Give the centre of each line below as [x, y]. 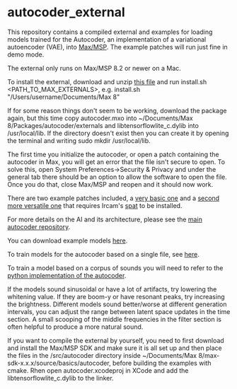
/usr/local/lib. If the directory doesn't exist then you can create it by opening [118, 133]
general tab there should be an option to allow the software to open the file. [117, 177]
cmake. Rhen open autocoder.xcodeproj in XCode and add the [98, 370]
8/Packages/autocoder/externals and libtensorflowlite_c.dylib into [103, 125]
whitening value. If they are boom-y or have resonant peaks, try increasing [116, 296]
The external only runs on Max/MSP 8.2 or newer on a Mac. [94, 68]
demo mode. [26, 54]
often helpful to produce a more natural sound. [75, 327]
